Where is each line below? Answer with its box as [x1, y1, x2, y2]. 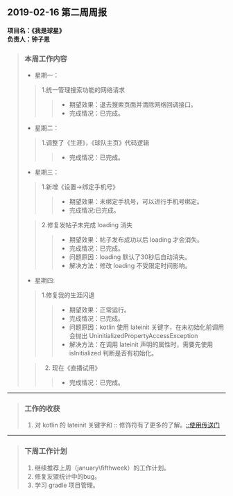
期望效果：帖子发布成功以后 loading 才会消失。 [69, 236, 203, 244]
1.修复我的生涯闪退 [41, 291, 95, 299]
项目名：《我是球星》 [7, 26, 65, 35]
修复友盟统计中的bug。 [34, 472, 101, 480]
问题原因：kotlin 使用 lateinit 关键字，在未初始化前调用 [69, 323, 224, 331]
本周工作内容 [24, 54, 67, 64]
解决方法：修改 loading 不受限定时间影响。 [69, 262, 191, 270]
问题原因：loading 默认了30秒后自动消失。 [69, 253, 191, 261]
